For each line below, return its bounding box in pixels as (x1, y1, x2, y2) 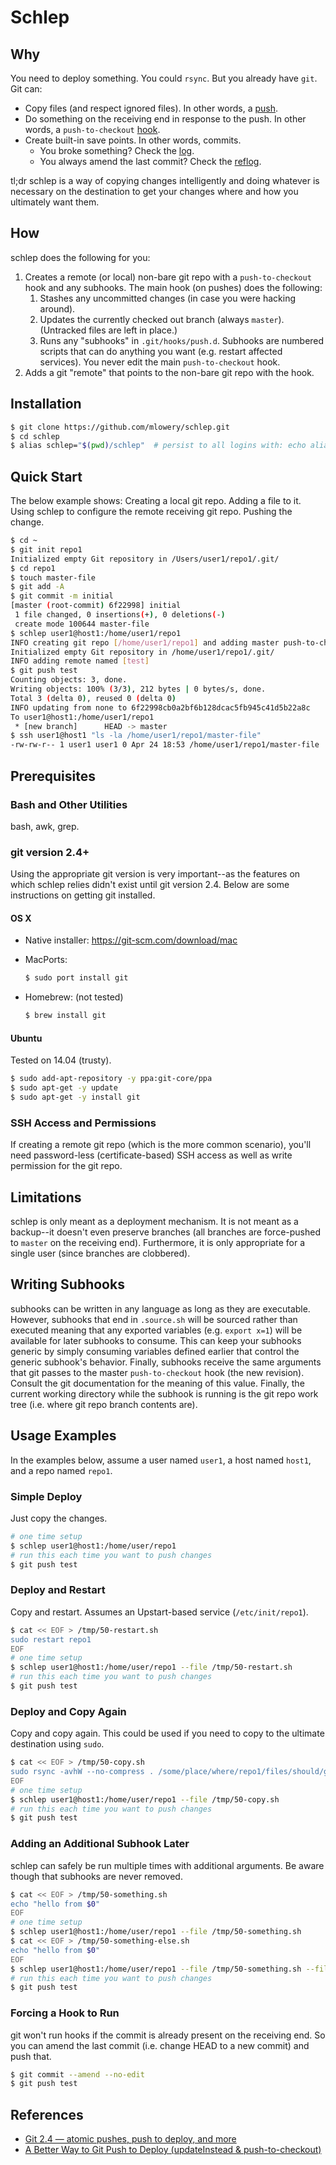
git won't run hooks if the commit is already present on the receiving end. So (10, 2029, 326, 2041)
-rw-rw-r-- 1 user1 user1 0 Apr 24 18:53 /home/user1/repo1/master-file (10, 740, 320, 750)
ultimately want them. (10, 196, 100, 208)
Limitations (10, 1189, 82, 1206)
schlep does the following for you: (10, 251, 151, 263)
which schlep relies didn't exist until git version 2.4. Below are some (10, 879, 290, 891)
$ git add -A (10, 582, 65, 592)
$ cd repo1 (10, 563, 56, 573)
